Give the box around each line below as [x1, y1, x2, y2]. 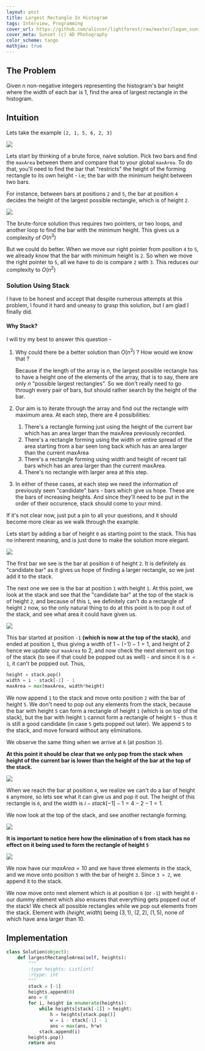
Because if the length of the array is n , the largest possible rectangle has [15, 367, 198, 374]
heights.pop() [28, 1034, 64, 1041]
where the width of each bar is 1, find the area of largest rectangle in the [6, 88, 188, 95]
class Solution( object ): [6, 949, 70, 955]
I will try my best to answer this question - [6, 335, 112, 343]
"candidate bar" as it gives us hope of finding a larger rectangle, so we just [6, 566, 195, 573]
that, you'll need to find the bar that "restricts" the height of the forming [6, 165, 186, 172]
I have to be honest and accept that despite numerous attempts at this [6, 295, 183, 302]
